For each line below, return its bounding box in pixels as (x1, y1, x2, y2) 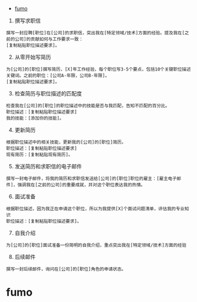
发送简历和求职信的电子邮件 (14, 163, 82, 170)
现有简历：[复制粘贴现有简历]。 (6, 152, 73, 158)
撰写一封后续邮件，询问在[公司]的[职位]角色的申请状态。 (6, 266, 126, 272)
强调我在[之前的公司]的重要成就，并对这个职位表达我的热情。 (17, 182, 146, 188)
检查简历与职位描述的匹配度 (14, 90, 82, 97)
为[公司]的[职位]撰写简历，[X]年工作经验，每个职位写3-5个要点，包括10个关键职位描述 (6, 67, 191, 72)
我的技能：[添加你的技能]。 (6, 115, 65, 121)
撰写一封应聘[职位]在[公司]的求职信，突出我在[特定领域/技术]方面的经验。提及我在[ (6, 30, 185, 36)
